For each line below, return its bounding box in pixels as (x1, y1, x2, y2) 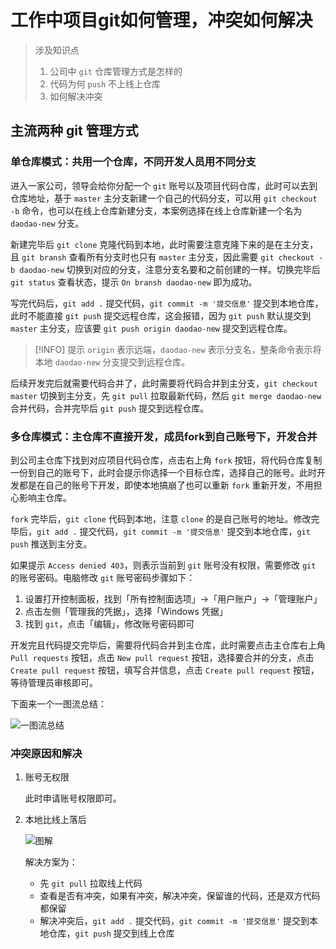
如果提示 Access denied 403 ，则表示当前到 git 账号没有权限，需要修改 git (10, 559, 317, 571)
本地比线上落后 (24, 814, 87, 826)
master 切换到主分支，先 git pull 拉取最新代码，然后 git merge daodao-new (10, 389, 322, 401)
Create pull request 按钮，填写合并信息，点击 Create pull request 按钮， (10, 664, 320, 676)
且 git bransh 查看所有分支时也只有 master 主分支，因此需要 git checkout (10, 251, 315, 263)
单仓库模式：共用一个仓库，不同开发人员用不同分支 (10, 155, 257, 169)
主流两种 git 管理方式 (10, 122, 139, 140)
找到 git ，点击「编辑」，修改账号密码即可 (24, 617, 195, 630)
